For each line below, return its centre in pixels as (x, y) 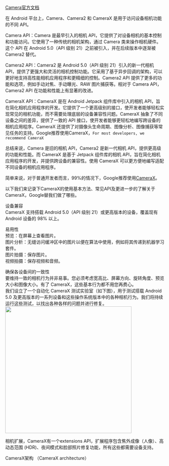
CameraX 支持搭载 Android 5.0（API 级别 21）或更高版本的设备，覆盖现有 (81, 212)
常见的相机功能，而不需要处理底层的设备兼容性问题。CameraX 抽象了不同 (86, 114)
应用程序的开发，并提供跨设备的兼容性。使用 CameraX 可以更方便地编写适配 (85, 161)
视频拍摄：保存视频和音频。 (34, 261)
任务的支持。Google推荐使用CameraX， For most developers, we (77, 133)
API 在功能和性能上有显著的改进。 (61, 91)
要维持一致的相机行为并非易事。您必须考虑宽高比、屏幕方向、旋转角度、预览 (85, 278)
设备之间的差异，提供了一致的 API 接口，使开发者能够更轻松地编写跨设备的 (83, 120)
